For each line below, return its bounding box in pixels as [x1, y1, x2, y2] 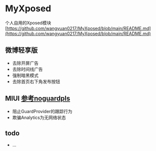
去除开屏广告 [12, 60, 39, 66]
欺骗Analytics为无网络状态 [12, 114, 66, 121]
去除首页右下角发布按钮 [12, 78, 60, 84]
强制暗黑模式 [12, 72, 39, 78]
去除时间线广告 [12, 66, 43, 72]
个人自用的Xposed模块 [5, 20, 51, 26]
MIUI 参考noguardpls [5, 94, 71, 103]
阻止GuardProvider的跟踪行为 [12, 108, 73, 114]
